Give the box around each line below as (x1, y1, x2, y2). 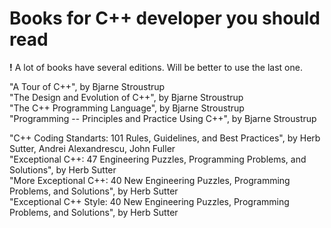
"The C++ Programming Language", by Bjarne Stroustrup (9, 102, 245, 114)
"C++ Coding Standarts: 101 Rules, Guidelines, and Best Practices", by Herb (9, 132, 321, 144)
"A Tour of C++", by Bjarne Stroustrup (9, 80, 166, 92)
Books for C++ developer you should (9, 7, 321, 30)
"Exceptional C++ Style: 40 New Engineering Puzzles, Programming (9, 195, 290, 207)
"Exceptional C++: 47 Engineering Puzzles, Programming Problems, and (9, 153, 307, 165)
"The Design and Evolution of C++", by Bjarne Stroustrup (9, 91, 244, 103)
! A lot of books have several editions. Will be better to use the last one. (9, 61, 303, 73)
